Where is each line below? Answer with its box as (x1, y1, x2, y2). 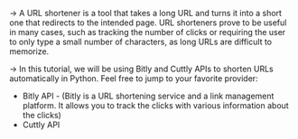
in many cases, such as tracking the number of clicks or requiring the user (9, 27, 286, 37)
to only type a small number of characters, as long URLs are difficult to (9, 36, 273, 47)
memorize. (9, 46, 50, 57)
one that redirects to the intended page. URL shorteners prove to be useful (9, 17, 287, 28)
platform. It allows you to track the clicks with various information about (22, 100, 289, 111)
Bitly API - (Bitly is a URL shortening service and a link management (22, 90, 275, 101)
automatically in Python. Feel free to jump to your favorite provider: (9, 73, 259, 84)
